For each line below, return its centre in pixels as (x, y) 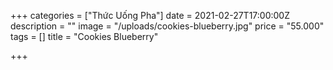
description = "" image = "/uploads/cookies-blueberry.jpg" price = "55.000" (167, 26)
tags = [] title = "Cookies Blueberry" (84, 36)
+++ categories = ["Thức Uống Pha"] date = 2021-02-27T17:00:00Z (150, 15)
